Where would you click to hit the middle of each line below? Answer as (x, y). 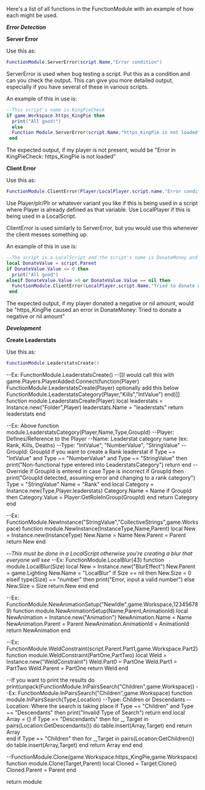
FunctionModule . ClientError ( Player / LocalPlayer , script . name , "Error (94, 192)
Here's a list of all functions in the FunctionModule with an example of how (100, 9)
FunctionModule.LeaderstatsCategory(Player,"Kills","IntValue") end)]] (93, 394)
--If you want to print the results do (51, 680)
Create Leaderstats (31, 340)
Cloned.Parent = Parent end (41, 770)
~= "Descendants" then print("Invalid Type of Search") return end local (96, 713)
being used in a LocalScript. (41, 216)
